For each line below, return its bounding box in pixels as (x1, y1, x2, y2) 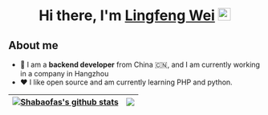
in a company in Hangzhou (19, 69, 109, 78)
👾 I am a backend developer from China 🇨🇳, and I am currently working (19, 60, 261, 69)
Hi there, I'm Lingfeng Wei (39, 6, 215, 25)
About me (8, 39, 59, 52)
